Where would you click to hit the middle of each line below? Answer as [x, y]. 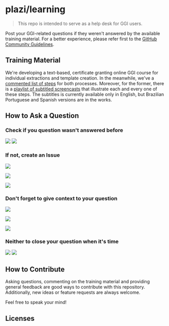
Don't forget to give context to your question [61, 198]
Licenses [20, 318]
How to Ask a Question [42, 116]
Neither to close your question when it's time [62, 241]
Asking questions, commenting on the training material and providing [78, 282]
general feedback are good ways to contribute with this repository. [75, 287]
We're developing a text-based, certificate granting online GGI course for [82, 72]
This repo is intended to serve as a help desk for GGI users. [80, 23]
